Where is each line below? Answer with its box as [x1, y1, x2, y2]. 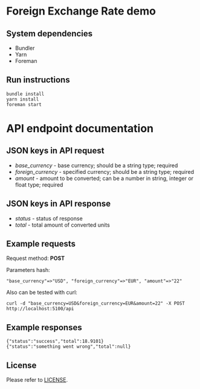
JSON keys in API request [6, 145, 105, 156]
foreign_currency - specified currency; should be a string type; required [15, 168, 195, 175]
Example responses [6, 322, 83, 333]
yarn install [6, 96, 39, 102]
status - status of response [15, 214, 83, 222]
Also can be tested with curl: [6, 289, 77, 296]
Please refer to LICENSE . [6, 376, 68, 384]
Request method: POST [6, 254, 65, 262]
